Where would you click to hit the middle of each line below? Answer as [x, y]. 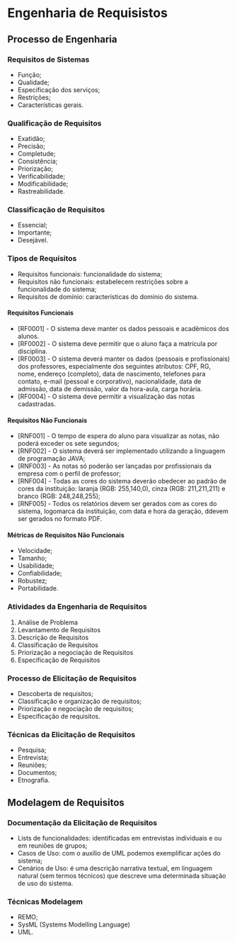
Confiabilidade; [40, 573]
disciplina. [33, 351]
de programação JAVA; [51, 459]
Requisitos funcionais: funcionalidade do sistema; [90, 274]
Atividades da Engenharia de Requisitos [77, 607]
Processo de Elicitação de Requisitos [72, 678]
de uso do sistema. [45, 883]
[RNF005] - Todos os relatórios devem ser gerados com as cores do [117, 504]
